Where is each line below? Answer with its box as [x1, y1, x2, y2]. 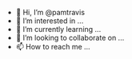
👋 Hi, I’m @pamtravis [15, 8, 86, 17]
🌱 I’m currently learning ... [15, 25, 102, 33]
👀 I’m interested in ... [15, 16, 84, 26]
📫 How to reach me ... [15, 42, 90, 51]
